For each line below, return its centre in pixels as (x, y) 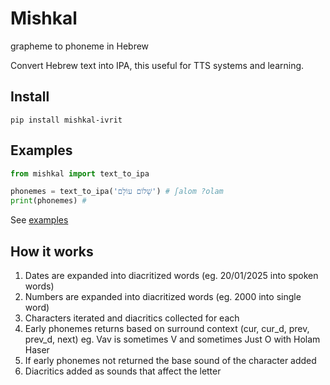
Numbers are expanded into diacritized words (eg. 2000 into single (163, 296)
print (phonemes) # (48, 201)
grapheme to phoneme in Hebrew (80, 46)
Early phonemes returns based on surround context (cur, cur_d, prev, (167, 328)
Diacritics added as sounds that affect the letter (123, 371)
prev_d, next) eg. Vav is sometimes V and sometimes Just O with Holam (172, 339)
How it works (52, 251)
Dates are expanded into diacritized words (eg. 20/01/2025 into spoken (171, 275)
